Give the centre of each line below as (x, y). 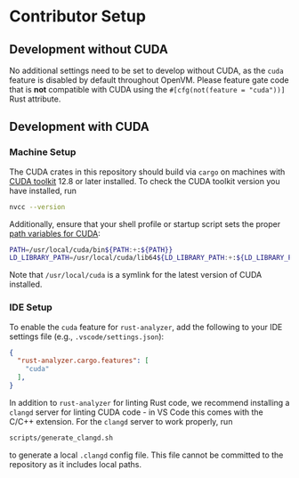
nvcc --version (37, 207)
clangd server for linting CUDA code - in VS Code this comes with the (137, 412)
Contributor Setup (78, 16)
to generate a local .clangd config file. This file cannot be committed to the (146, 455)
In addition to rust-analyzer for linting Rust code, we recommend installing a (149, 402)
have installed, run (43, 190)
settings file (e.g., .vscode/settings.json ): (87, 336)
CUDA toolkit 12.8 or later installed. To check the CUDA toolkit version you (145, 181)
